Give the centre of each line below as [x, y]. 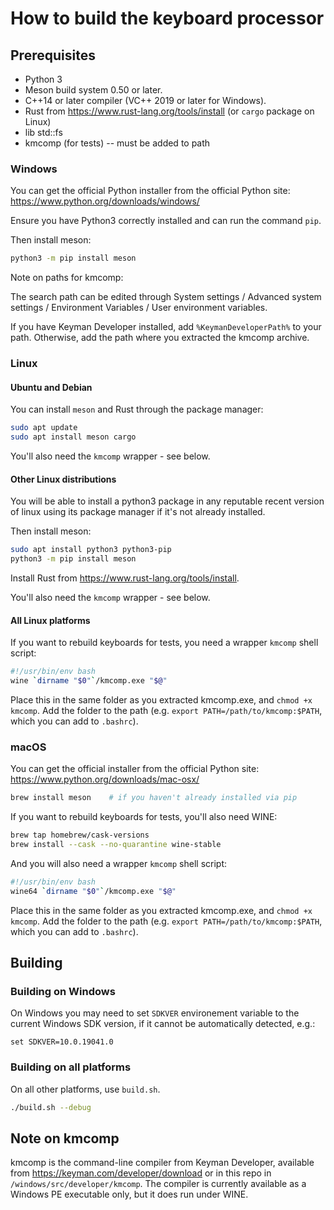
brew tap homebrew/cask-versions [80, 835]
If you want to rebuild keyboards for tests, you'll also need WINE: [144, 817]
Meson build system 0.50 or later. [93, 90]
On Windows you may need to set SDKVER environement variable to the [155, 1013]
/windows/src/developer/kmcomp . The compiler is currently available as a [158, 1184]
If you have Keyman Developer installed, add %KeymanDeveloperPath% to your [166, 327]
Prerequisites [53, 55]
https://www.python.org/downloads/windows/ [105, 201]
